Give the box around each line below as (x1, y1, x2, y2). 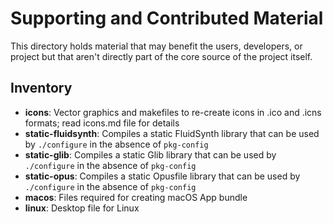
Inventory (10, 80, 73, 97)
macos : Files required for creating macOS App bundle (24, 191, 248, 203)
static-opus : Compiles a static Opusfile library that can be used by (24, 170, 301, 182)
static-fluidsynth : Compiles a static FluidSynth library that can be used (24, 127, 320, 139)
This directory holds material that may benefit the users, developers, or (10, 40, 303, 52)
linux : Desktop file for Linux (24, 202, 140, 214)
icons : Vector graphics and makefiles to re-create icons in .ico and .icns (24, 106, 322, 118)
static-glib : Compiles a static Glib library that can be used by (24, 148, 277, 161)
